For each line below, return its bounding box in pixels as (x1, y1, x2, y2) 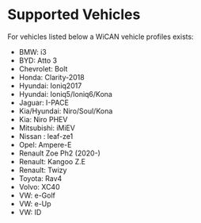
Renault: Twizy (18, 165, 67, 175)
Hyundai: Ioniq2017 (18, 81, 82, 90)
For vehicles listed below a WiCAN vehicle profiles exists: (7, 32, 195, 41)
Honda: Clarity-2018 (18, 72, 85, 82)
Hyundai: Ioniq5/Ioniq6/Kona (18, 89, 112, 98)
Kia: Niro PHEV (18, 114, 68, 124)
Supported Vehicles (7, 6, 141, 24)
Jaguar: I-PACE (18, 98, 69, 107)
